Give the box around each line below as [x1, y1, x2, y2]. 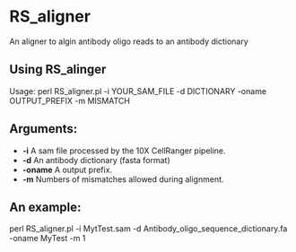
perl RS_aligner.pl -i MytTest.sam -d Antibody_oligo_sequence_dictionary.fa [9, 223, 288, 234]
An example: [9, 199, 82, 214]
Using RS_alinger [9, 62, 107, 77]
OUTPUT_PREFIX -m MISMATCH [9, 95, 130, 106]
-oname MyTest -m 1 [9, 233, 86, 244]
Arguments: [9, 121, 78, 136]
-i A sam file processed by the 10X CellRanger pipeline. [22, 145, 226, 156]
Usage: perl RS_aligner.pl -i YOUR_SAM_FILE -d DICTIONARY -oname [9, 85, 267, 96]
